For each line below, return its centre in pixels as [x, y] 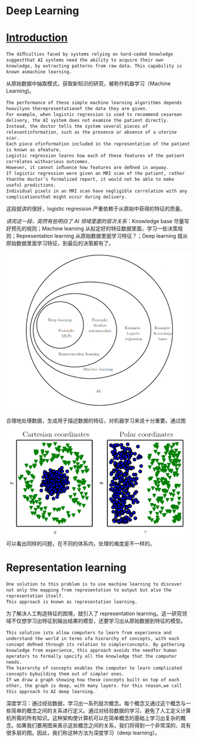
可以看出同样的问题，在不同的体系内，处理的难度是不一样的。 [81, 544]
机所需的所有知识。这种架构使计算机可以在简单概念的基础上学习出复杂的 [93, 718]
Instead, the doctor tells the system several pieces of [77, 127]
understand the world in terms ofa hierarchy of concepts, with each [93, 638]
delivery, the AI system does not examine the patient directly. [87, 121]
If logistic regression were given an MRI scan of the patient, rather [95, 174]
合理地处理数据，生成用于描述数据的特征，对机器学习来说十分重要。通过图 [96, 420]
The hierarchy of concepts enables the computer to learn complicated [94, 668]
